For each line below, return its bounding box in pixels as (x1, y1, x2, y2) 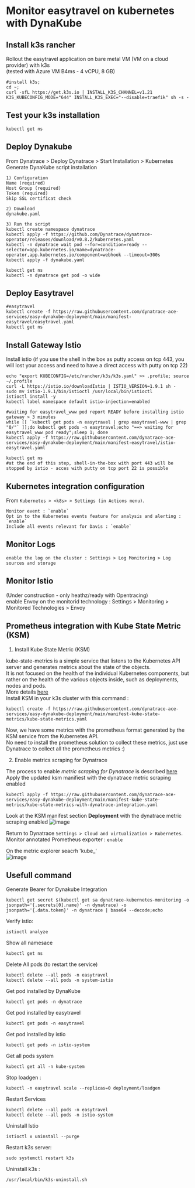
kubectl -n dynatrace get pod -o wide (6, 272, 100, 278)
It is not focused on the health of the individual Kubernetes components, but (6, 670, 190, 677)
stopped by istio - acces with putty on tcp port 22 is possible (6, 466, 168, 472)
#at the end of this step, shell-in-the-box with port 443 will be (6, 460, 174, 466)
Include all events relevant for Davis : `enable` (6, 524, 132, 530)
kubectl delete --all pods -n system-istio (6, 977, 114, 984)
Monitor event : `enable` (6, 508, 69, 514)
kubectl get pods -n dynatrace (6, 999, 82, 1005)
